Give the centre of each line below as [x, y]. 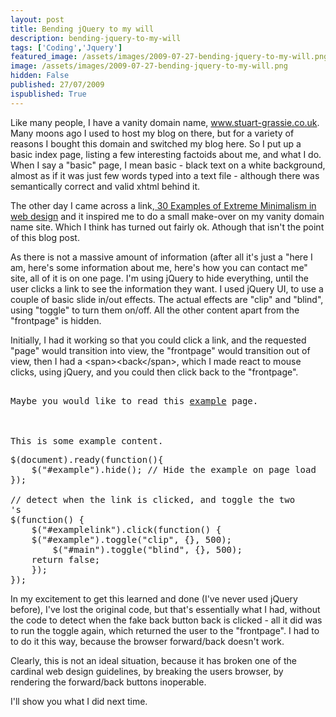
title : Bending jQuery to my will [82, 29]
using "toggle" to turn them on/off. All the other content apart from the [155, 310]
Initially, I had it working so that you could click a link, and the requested [158, 340]
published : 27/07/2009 [57, 85]
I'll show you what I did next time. [79, 701]
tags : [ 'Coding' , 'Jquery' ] [66, 47]
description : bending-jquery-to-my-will [96, 38]
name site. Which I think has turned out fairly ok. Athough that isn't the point [167, 227]
